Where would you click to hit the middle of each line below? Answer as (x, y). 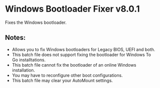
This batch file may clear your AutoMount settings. (62, 80)
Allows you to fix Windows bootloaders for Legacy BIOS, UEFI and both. (84, 49)
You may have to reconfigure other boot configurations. (67, 75)
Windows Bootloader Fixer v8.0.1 (73, 9)
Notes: (15, 38)
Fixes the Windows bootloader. (36, 22)
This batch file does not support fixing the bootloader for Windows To (81, 54)
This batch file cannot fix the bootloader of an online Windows (74, 65)
